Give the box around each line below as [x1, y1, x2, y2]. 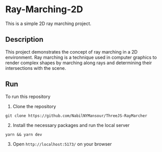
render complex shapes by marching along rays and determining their [5, 60, 152, 66]
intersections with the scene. [5, 65, 66, 71]
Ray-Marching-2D [5, 4, 83, 15]
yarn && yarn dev [5, 132, 42, 137]
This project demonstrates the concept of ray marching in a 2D [5, 48, 138, 55]
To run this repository [5, 93, 51, 99]
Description [5, 35, 43, 44]
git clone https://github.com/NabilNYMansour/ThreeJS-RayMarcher [5, 113, 147, 118]
